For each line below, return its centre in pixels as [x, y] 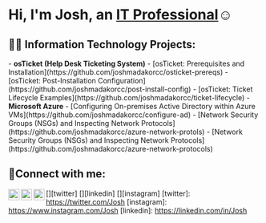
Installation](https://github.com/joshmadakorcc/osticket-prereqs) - [118, 72]
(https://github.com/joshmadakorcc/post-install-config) [100, 89]
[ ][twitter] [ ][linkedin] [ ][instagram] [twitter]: [118, 193]
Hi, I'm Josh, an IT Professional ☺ [121, 15]
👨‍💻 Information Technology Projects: [102, 45]
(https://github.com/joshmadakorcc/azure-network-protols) [107, 132]
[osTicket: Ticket [226, 89]
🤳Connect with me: [57, 174]
